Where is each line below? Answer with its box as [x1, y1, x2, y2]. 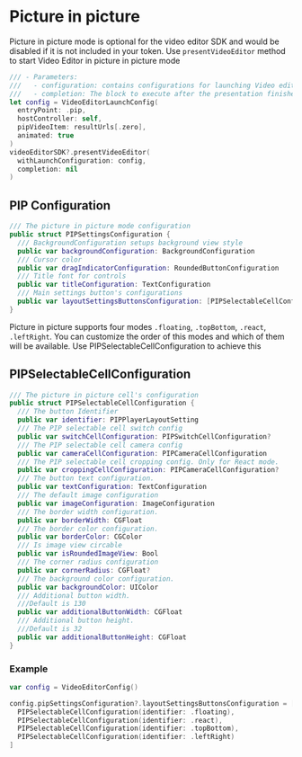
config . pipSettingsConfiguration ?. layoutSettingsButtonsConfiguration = [9, 699, 288, 708]
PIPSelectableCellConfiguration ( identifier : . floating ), [17, 708, 235, 717]
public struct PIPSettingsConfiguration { [9, 230, 171, 239]
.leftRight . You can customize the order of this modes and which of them [9, 331, 285, 342]
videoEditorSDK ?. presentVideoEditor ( [9, 147, 151, 156]
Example [9, 663, 49, 675]
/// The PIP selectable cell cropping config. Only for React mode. [17, 457, 280, 467]
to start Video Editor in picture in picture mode [9, 55, 181, 66]
